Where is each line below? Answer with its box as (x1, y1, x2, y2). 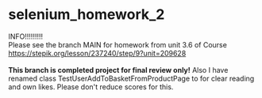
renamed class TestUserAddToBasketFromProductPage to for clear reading (8, 73, 255, 83)
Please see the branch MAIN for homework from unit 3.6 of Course (8, 40, 228, 49)
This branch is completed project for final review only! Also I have (8, 65, 229, 74)
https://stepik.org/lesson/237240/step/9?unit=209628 (8, 48, 187, 58)
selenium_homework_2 (8, 6, 165, 24)
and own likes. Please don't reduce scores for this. (8, 81, 174, 92)
